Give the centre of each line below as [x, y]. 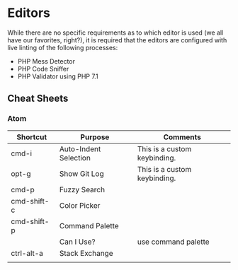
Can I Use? [77, 242]
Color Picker [80, 205]
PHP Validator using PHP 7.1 [58, 76]
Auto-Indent [80, 148]
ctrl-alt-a [27, 253]
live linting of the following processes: [63, 47]
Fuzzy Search [82, 189]
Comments [182, 137]
